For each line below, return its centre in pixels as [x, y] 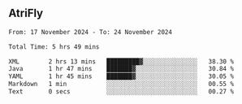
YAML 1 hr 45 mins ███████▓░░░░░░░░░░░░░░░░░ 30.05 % [121, 76]
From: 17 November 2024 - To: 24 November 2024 [91, 32]
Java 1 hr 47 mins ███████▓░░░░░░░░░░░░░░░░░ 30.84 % [121, 69]
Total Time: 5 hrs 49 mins [54, 47]
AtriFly [26, 13]
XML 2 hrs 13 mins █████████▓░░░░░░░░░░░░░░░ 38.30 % [121, 61]
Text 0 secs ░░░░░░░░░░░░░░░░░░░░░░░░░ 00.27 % [121, 92]
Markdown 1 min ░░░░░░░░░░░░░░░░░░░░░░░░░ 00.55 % [121, 84]
